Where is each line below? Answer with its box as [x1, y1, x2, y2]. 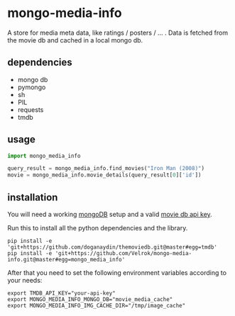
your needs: [7, 276, 43, 284]
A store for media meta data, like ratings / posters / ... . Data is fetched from [7, 28, 229, 37]
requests [17, 105, 44, 114]
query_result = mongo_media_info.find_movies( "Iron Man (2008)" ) [7, 165, 204, 172]
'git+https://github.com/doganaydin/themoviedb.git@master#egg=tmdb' [7, 244, 218, 251]
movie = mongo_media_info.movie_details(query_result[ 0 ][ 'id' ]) [7, 171, 202, 179]
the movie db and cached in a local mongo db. [7, 35, 143, 44]
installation [7, 191, 58, 203]
